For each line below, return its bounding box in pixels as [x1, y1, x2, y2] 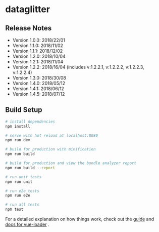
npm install [5, 124, 30, 129]
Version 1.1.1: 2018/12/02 [12, 48, 63, 54]
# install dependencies [5, 119, 56, 124]
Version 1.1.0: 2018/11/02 [12, 43, 63, 49]
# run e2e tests [5, 188, 39, 194]
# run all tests [5, 202, 39, 207]
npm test [5, 207, 24, 212]
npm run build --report [5, 165, 56, 170]
